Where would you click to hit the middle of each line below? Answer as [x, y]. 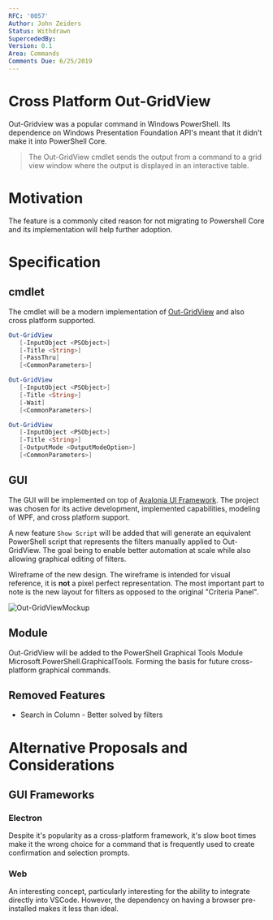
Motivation [46, 198]
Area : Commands [34, 54]
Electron [26, 818]
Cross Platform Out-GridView [110, 102]
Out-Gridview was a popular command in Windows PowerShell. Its [119, 123]
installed [23, 909]
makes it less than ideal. [79, 909]
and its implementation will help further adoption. [91, 229]
